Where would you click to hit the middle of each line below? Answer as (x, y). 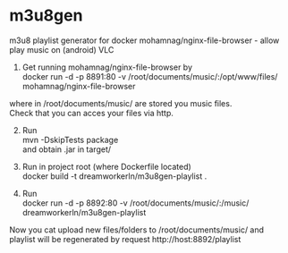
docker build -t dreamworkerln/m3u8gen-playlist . (114, 176)
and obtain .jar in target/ (67, 149)
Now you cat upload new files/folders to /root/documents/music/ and (137, 230)
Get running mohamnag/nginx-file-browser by (107, 67)
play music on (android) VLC (62, 49)
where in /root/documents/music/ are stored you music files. (121, 103)
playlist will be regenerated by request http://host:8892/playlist (125, 239)
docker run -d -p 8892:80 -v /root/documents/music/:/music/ (136, 203)
